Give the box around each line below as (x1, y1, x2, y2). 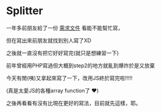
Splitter (6, 4, 43, 18)
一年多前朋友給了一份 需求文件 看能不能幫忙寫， (6, 24, 123, 31)
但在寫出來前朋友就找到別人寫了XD (6, 37, 92, 44)
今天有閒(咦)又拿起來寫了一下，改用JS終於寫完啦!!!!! (6, 74, 133, 81)
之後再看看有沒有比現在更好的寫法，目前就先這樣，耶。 (6, 99, 141, 107)
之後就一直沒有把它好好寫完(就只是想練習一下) (6, 49, 120, 57)
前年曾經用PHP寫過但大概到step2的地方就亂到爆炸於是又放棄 (6, 62, 155, 69)
